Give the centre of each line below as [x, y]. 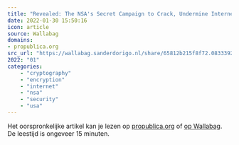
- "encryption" [43, 80]
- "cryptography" [46, 73]
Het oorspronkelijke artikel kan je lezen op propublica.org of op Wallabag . [115, 126]
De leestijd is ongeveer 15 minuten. [59, 133]
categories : [25, 66]
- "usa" [31, 106]
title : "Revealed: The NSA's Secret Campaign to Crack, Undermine [108, 14]
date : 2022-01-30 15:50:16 [47, 21]
